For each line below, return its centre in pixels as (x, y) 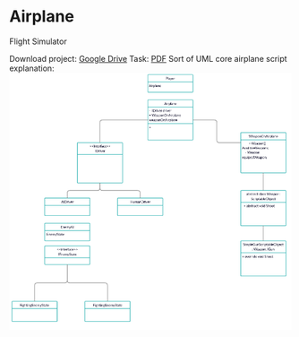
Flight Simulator (38, 41)
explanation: (32, 68)
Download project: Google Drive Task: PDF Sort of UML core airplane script (149, 58)
